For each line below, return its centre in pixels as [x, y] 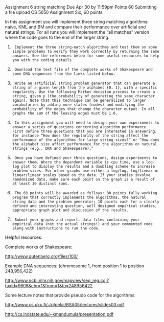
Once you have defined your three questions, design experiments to [86, 158]
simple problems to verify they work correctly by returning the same [86, 51]
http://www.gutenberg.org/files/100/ [42, 256]
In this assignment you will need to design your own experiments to [87, 123]
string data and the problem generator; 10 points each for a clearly [86, 202]
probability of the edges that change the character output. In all [83, 109]
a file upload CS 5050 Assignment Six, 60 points [54, 12]
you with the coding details [42, 60]
